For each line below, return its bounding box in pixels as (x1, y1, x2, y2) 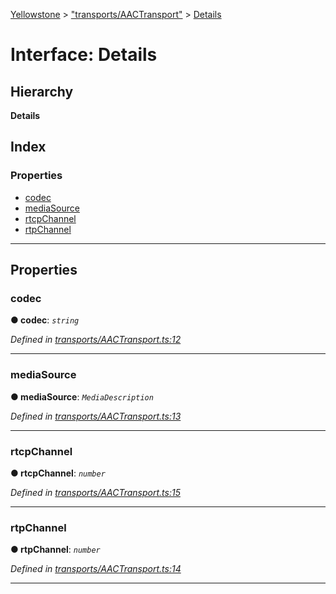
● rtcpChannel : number (10, 467, 106, 479)
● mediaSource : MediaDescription (10, 390, 154, 403)
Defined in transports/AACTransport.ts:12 (10, 334, 182, 346)
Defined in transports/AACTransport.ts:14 (10, 563, 182, 575)
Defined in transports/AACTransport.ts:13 (10, 410, 182, 422)
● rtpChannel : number (10, 544, 101, 556)
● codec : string (10, 314, 80, 326)
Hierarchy (10, 83, 74, 100)
